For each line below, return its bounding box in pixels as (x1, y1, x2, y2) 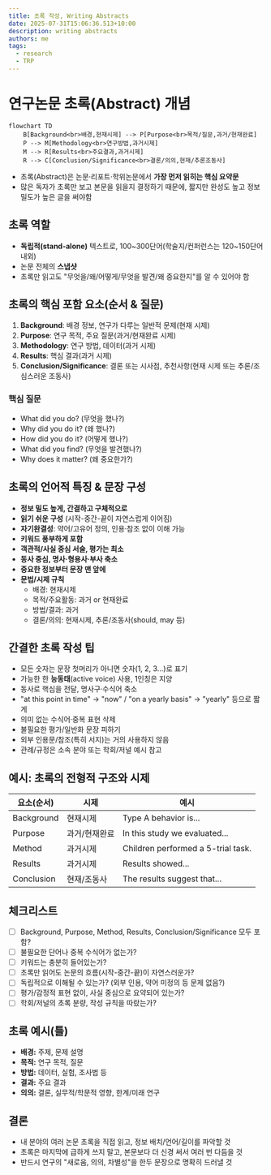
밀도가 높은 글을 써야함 (19, 192, 92, 201)
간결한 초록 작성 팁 (8, 640, 95, 654)
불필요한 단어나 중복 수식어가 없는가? (19, 947, 137, 958)
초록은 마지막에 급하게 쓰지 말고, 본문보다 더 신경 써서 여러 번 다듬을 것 (19, 1147, 243, 1157)
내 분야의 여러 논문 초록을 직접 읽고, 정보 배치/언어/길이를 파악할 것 (19, 1137, 231, 1147)
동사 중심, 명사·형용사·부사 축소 (19, 553, 118, 564)
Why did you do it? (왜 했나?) (19, 424, 116, 433)
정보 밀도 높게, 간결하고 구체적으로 (19, 503, 128, 513)
